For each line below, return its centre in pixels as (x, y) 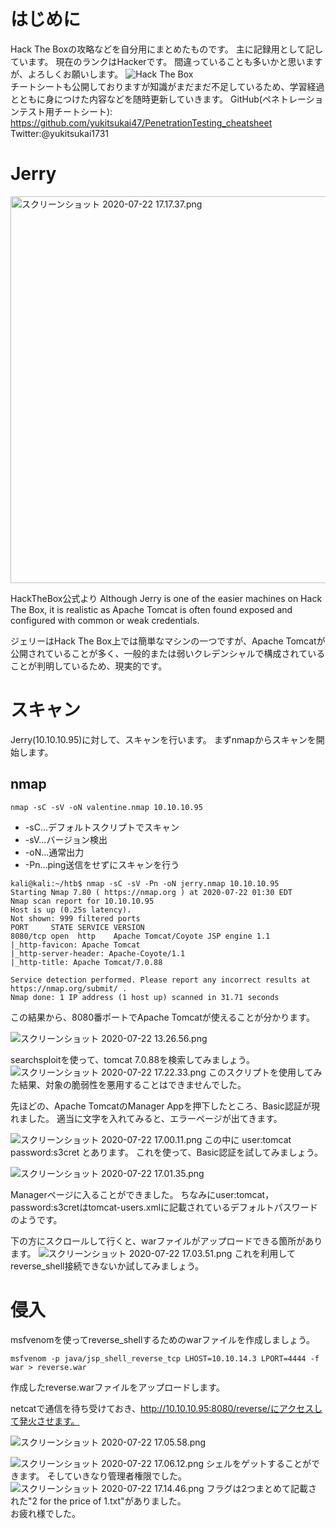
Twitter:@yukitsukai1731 (60, 133)
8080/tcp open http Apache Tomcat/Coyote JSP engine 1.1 (140, 936)
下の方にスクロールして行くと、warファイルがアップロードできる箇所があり (166, 1241)
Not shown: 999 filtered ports (75, 918)
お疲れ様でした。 (45, 1513)
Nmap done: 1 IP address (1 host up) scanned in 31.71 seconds (145, 997)
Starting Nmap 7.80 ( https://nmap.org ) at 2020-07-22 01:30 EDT (151, 892)
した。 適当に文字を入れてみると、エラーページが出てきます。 (155, 1118)
